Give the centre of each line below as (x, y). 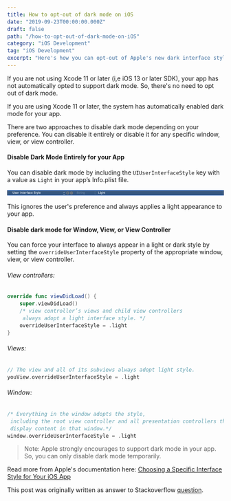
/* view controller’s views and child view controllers (101, 311)
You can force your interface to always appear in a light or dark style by (108, 245)
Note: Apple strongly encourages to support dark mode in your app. (120, 449)
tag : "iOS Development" (41, 51)
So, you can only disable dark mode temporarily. (92, 456)
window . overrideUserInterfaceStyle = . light (72, 436)
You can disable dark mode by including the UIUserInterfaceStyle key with (113, 172)
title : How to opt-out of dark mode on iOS (70, 14)
